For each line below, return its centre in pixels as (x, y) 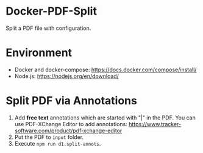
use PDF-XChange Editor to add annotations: (71, 124)
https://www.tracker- (155, 124)
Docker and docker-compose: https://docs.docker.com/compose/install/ (105, 69)
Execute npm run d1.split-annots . (58, 143)
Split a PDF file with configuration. (48, 28)
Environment (39, 53)
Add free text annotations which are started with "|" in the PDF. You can (105, 118)
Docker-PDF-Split (51, 11)
